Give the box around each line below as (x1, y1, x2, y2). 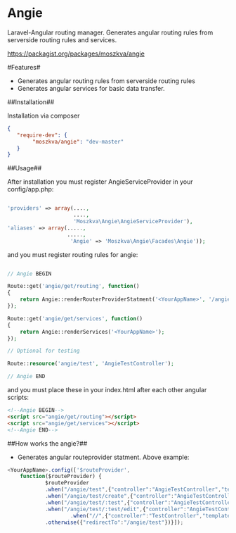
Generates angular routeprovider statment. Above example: (17, 453, 190, 461)
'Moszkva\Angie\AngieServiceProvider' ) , (73, 218, 193, 225)
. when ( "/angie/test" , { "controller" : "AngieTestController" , (44, 486, 221, 494)
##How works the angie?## (7, 439, 88, 448)
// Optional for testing (7, 347, 80, 355)
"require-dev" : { (16, 132, 68, 139)
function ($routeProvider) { (20, 473, 102, 480)
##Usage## (7, 164, 42, 173)
